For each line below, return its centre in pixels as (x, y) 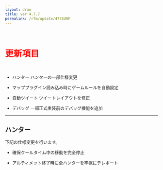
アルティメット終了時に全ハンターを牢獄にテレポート (65, 163)
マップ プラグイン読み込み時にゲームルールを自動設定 (65, 87)
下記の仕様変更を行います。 (33, 142)
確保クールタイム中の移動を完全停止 (48, 153)
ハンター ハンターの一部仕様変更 (45, 77)
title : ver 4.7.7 (23, 14)
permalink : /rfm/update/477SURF (38, 18)
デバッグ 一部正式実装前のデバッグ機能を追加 (57, 108)
